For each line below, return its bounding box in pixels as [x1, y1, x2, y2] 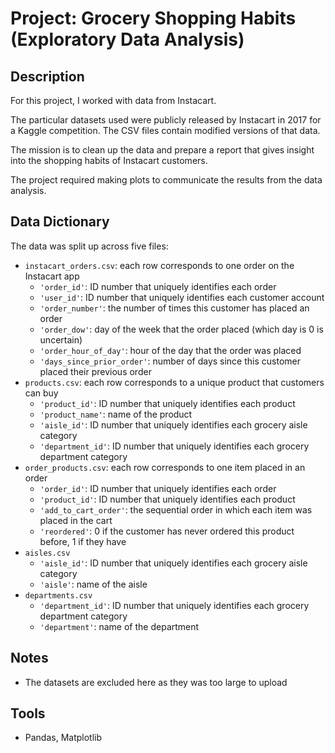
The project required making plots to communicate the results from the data [10, 174, 323, 186]
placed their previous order [39, 365, 152, 377]
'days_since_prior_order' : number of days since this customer [39, 355, 301, 367]
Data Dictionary [10, 213, 110, 231]
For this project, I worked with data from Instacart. [10, 95, 217, 106]
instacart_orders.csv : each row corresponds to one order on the [24, 259, 295, 271]
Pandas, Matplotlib [24, 732, 103, 744]
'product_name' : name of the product [39, 408, 193, 420]
